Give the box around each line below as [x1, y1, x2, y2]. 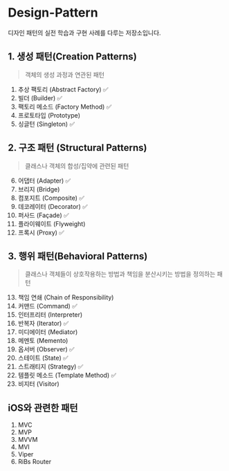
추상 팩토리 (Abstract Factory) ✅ [17, 85, 109, 93]
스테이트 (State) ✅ [17, 354, 68, 362]
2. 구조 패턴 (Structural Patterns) [8, 142, 147, 154]
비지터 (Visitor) [17, 380, 59, 388]
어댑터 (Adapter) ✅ [17, 176, 71, 185]
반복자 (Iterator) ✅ [17, 320, 69, 328]
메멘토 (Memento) [17, 337, 68, 345]
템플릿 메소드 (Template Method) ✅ [17, 371, 117, 380]
